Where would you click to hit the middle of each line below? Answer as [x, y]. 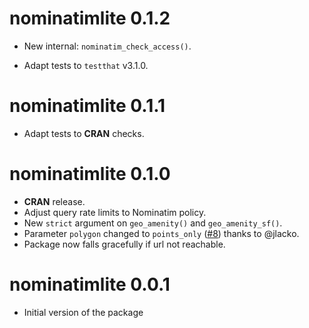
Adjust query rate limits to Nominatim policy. [115, 212]
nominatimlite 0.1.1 [87, 106]
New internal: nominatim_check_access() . [107, 46]
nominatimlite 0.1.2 [90, 18]
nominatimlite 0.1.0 [90, 174]
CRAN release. [54, 201]
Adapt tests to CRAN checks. [84, 133]
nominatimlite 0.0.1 [90, 284]
